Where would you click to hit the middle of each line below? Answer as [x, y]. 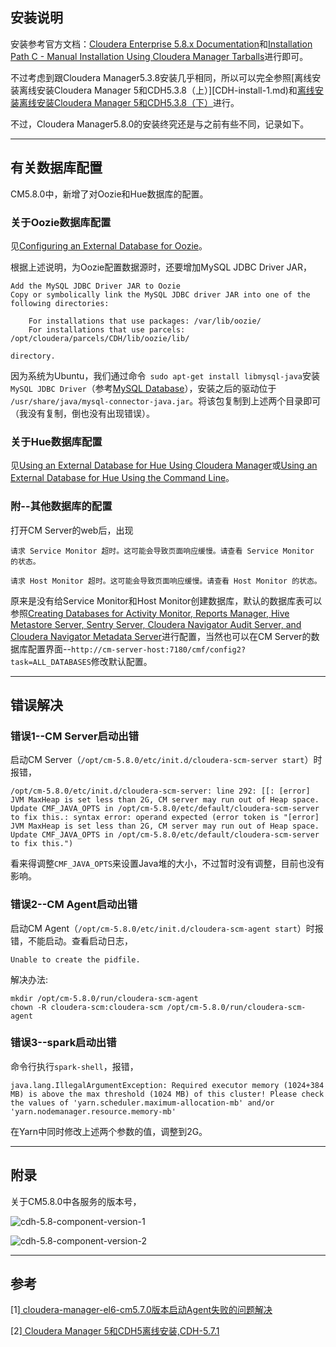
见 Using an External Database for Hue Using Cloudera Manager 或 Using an [164, 465]
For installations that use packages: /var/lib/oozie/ [145, 321]
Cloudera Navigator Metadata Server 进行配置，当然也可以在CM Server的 [161, 636]
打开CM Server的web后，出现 [72, 530]
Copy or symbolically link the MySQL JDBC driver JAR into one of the [160, 294]
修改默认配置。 [121, 661]
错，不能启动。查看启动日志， [71, 940]
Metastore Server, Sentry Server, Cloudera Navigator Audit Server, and [156, 624]
